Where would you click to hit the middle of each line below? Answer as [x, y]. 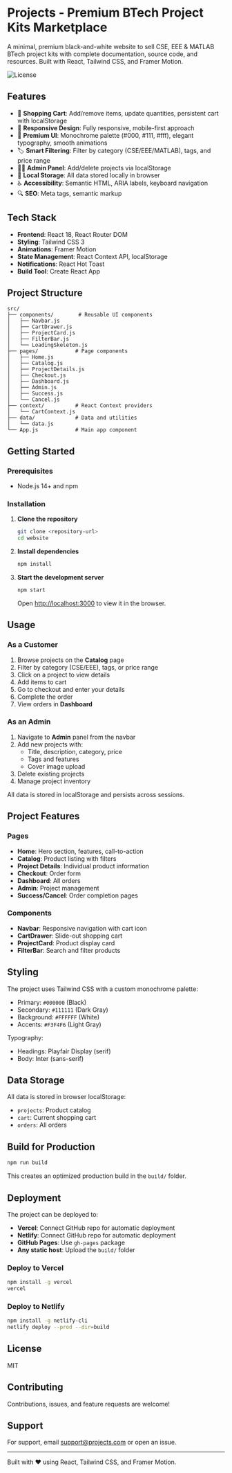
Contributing [35, 1387]
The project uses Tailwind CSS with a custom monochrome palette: [103, 989]
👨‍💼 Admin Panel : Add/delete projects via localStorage [94, 168]
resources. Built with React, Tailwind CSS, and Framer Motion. [95, 61]
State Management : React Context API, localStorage [92, 256]
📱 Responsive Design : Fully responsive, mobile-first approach [106, 128]
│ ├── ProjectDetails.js [46, 369]
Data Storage [36, 1081]
